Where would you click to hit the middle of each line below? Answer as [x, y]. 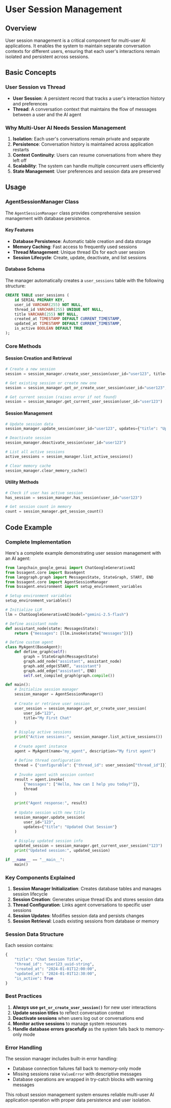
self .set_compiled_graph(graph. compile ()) [69, 675]
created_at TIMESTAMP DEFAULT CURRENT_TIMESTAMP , [68, 319]
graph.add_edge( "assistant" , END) [60, 671]
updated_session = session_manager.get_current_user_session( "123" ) [89, 846]
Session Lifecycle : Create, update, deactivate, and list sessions [79, 257]
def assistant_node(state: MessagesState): [52, 628]
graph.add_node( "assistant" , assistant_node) [73, 661]
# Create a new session [31, 369]
